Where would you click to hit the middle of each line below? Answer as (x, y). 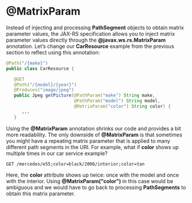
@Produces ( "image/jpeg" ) (44, 90)
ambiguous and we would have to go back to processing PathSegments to (96, 187)
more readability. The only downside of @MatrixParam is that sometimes (94, 135)
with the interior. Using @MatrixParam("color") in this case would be (90, 181)
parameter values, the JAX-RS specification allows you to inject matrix (90, 33)
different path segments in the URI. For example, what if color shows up (92, 147)
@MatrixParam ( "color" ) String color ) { (122, 106)
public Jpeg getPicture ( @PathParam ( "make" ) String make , (85, 95)
